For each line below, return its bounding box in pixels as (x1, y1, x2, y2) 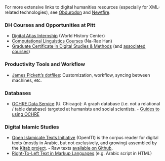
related (4, 9, 19, 15)
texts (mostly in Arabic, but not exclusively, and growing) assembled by (11, 140, 157, 146)
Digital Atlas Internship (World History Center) (11, 33, 105, 39)
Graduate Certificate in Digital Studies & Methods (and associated (11, 43, 146, 49)
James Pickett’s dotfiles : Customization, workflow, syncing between (11, 72, 150, 78)
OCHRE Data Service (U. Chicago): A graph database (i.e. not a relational (11, 100, 160, 106)
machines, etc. (11, 77, 42, 83)
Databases (4, 90, 31, 97)
